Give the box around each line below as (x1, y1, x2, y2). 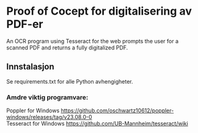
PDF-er (6, 17, 43, 31)
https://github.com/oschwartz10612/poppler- (61, 107, 174, 114)
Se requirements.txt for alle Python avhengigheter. (6, 77, 133, 85)
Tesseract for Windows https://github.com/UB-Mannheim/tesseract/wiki (6, 120, 188, 128)
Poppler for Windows (6, 107, 60, 114)
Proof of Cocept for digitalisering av (6, 4, 193, 18)
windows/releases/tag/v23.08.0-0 (6, 113, 92, 121)
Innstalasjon (6, 62, 55, 72)
